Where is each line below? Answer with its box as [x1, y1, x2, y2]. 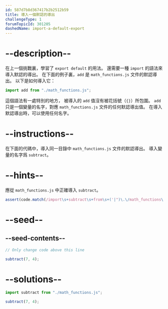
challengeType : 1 [5, 17, 42, 22]
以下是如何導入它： [15, 78, 55, 84]
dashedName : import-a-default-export [5, 26, 85, 31]
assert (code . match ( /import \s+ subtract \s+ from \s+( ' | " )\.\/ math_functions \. [5, 197, 166, 202]
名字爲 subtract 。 [14, 152, 51, 158]
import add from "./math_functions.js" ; [5, 88, 92, 93]
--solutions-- [5, 273, 62, 285]
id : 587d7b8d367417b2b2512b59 [5, 7, 69, 13]
